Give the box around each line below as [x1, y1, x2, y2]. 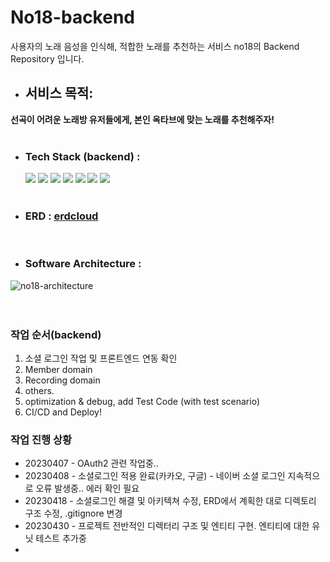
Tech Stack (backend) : [24, 149, 141, 163]
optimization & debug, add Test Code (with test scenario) [24, 395, 260, 407]
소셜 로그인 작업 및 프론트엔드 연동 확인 [24, 352, 178, 364]
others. [24, 384, 55, 396]
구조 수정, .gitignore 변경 [24, 507, 123, 520]
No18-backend [10, 6, 135, 29]
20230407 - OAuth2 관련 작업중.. [24, 457, 159, 470]
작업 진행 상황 [10, 432, 73, 446]
